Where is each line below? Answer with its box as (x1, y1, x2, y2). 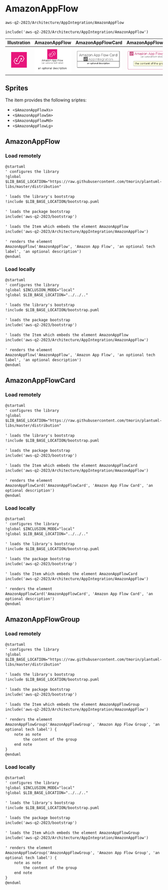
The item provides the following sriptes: (5, 97, 87, 103)
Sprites (5, 84, 28, 92)
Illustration (7, 39, 31, 45)
